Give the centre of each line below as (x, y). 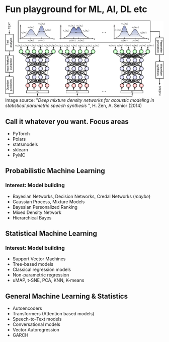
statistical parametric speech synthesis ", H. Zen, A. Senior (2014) (74, 106)
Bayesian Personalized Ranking (45, 207)
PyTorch (21, 133)
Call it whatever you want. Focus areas (67, 121)
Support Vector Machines (39, 259)
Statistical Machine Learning (51, 234)
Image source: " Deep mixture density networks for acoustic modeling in (80, 100)
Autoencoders (27, 308)
